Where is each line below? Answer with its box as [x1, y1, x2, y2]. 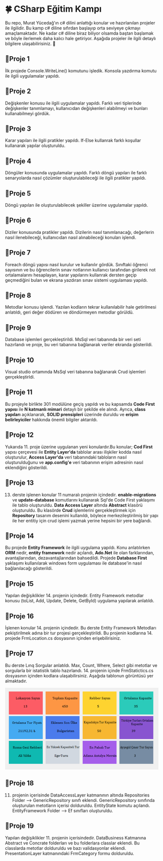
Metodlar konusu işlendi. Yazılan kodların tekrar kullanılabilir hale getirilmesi [5, 304, 157, 310]
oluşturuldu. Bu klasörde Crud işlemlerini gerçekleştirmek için [12, 507, 136, 513]
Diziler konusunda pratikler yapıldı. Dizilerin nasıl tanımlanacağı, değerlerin [5, 229, 154, 235]
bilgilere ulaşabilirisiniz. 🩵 [5, 41, 56, 46]
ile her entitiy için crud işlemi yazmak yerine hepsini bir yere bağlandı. [12, 518, 152, 524]
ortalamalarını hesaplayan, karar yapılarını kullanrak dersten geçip [5, 272, 137, 278]
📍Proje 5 [5, 189, 31, 197]
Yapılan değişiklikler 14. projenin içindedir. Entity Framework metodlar [5, 592, 144, 599]
